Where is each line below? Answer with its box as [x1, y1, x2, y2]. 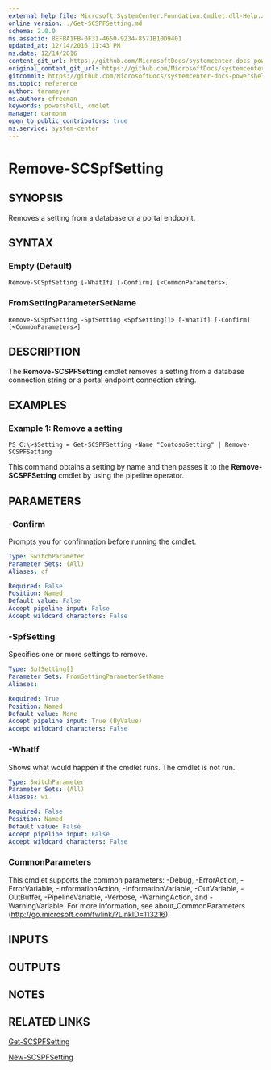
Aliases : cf [8, 567, 48, 575]
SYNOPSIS [8, 192, 64, 205]
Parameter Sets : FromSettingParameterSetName [8, 672, 164, 681]
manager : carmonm [8, 110, 67, 118]
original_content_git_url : [8, 65, 99, 73]
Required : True [8, 694, 60, 703]
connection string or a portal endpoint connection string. [8, 375, 197, 385]
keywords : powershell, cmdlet [8, 102, 110, 110]
